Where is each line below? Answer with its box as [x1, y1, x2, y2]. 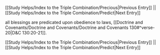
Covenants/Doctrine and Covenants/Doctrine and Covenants [5, 25, 128, 30]
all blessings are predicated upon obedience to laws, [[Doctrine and [5, 20, 143, 25]
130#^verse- [129, 25, 155, 30]
